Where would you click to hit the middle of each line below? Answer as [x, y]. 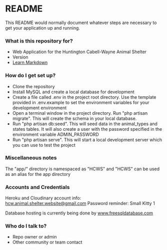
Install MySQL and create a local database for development [73, 92]
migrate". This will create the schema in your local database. [74, 118]
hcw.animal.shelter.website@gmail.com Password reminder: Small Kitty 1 [80, 203]
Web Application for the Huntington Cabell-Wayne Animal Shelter [79, 52]
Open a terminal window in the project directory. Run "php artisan [80, 113]
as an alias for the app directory [38, 174]
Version [20, 57]
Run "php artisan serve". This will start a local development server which [87, 140]
